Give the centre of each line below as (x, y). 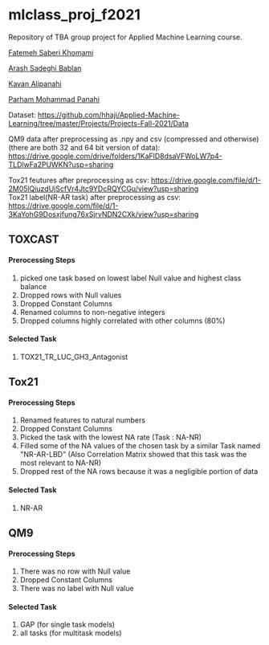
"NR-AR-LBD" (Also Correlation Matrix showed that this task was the (133, 455)
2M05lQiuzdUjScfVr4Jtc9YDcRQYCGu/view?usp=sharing (104, 188)
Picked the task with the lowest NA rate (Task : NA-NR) (111, 437)
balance (33, 286)
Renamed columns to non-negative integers (93, 312)
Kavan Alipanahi (35, 84)
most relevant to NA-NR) (61, 463)
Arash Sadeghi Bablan (45, 68)
